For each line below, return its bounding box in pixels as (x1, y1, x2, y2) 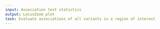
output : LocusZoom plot (5, 12, 55, 17)
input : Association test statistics (5, 7, 81, 12)
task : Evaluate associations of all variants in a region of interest (5, 16, 155, 21)
